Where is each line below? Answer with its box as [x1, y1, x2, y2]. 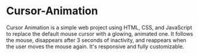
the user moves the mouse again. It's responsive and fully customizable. [6, 43, 184, 50]
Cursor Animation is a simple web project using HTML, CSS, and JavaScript [6, 24, 192, 31]
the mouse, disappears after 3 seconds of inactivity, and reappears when [6, 36, 186, 43]
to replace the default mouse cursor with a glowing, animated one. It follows [6, 30, 193, 37]
